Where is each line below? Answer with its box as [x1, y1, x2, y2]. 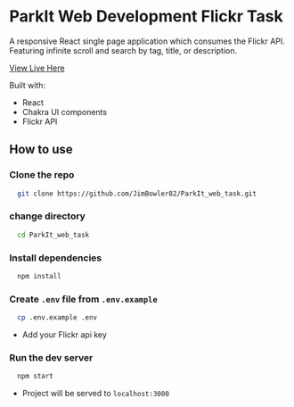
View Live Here [9, 62, 65, 73]
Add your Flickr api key [21, 329, 107, 340]
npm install [17, 271, 62, 280]
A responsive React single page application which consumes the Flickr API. [9, 36, 285, 46]
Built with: [9, 79, 46, 90]
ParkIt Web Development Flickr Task [9, 6, 283, 27]
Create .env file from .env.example [9, 293, 158, 305]
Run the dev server [9, 351, 94, 363]
